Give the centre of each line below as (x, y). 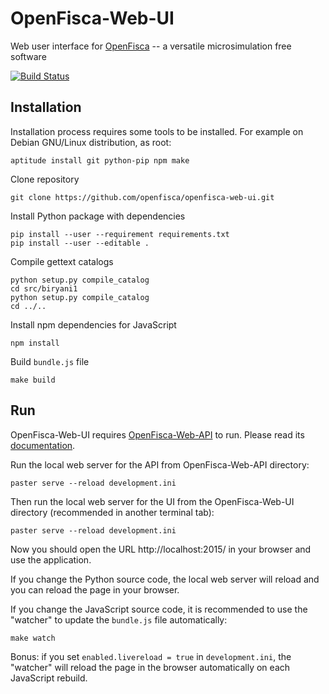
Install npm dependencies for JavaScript (93, 324)
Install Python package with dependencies (98, 216)
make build (33, 380)
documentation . (43, 445)
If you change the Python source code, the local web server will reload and (165, 579)
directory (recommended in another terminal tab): (112, 512)
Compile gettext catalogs (62, 261)
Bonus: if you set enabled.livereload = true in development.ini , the (151, 656)
